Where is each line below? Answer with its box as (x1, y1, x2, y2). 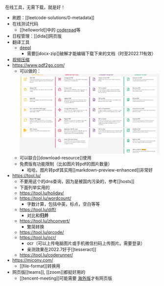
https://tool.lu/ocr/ (19, 234, 56, 240)
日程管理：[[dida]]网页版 (12, 33, 62, 39)
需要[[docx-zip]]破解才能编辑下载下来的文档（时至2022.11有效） (26, 51, 156, 56)
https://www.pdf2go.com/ (12, 62, 65, 68)
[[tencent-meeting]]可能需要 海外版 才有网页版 (19, 275, 113, 281)
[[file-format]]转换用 (19, 263, 60, 269)
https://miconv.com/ (12, 257, 53, 263)
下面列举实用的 (19, 184, 50, 190)
